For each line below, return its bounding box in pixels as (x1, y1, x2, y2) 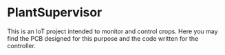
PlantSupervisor (7, 5, 103, 20)
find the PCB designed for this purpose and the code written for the (7, 34, 199, 42)
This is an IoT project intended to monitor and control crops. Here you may (7, 27, 218, 35)
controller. (7, 41, 36, 50)
